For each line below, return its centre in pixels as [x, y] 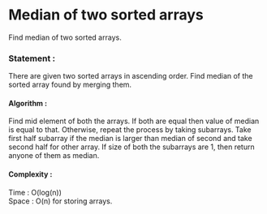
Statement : [32, 58]
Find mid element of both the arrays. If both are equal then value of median [134, 121]
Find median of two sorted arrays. [65, 37]
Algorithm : [28, 103]
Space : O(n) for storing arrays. [60, 201]
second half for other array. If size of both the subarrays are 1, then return [131, 147]
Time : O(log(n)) [35, 192]
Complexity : [30, 174]
